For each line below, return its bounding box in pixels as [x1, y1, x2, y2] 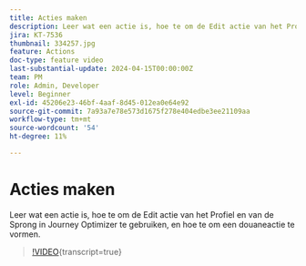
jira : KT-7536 [9, 30, 64, 39]
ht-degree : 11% [9, 132, 67, 141]
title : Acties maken [9, 13, 88, 23]
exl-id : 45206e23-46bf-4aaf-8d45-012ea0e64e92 [9, 97, 189, 107]
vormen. [9, 229, 41, 240]
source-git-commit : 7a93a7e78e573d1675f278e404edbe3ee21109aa [9, 107, 250, 116]
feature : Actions [9, 47, 76, 56]
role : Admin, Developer [9, 81, 100, 90]
